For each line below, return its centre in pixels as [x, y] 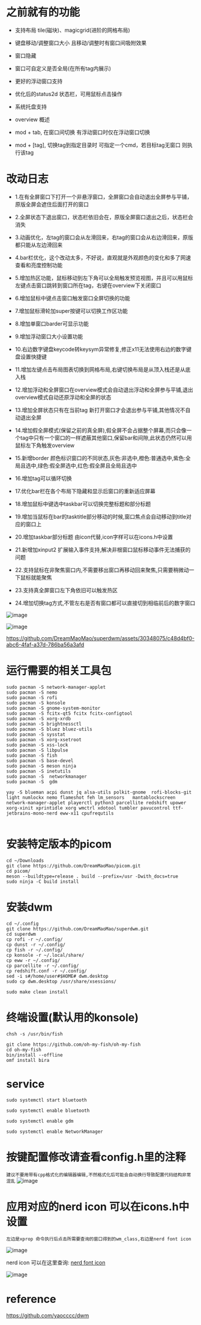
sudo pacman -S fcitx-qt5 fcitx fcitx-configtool [70, 713]
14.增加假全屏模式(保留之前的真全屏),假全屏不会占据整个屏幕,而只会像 [101, 430]
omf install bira [28, 1060]
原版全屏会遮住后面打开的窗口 [52, 204]
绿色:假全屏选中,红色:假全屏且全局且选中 [87, 465]
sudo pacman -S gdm [32, 781]
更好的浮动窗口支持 [39, 81]
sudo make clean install [37, 992]
